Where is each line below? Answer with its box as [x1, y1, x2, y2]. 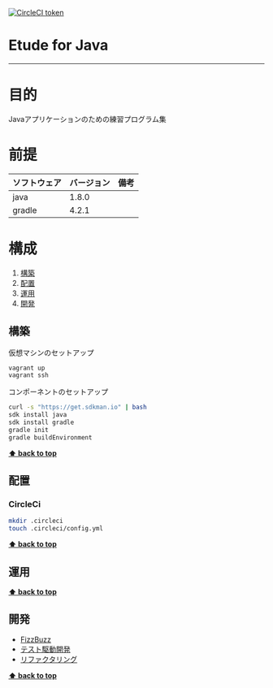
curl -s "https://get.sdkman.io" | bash [8, 403, 148, 412]
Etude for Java [8, 37, 109, 54]
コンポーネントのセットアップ [8, 387, 108, 397]
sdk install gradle [8, 418, 75, 426]
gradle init [8, 426, 49, 434]
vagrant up [8, 364, 45, 372]
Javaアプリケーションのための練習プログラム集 [8, 114, 167, 123]
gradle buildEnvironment [8, 433, 93, 442]
